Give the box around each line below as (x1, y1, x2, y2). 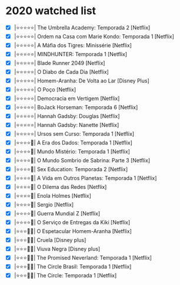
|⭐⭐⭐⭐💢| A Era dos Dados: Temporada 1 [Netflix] (14, 139, 133, 146)
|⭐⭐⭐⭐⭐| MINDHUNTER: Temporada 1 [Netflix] (14, 50, 128, 57)
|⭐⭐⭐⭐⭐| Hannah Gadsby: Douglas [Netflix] (14, 112, 120, 119)
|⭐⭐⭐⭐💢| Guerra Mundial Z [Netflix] (14, 209, 101, 217)
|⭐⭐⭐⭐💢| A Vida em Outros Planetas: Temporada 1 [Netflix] (14, 174, 157, 181)
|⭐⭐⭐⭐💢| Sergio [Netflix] (14, 201, 74, 208)
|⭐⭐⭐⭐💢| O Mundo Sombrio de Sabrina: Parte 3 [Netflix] (14, 156, 151, 163)
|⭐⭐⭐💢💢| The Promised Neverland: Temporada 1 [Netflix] (14, 254, 152, 261)
